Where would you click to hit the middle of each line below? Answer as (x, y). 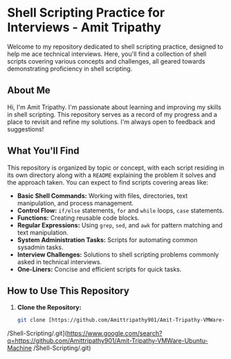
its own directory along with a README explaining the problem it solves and (112, 175)
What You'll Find (43, 151)
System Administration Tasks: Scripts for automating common (107, 239)
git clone (31, 320)
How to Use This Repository (68, 291)
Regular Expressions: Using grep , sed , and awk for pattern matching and (120, 225)
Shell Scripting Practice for (86, 13)
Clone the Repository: (49, 307)
